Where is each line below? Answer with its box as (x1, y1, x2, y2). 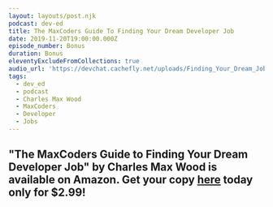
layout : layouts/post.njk (8, 11, 96, 20)
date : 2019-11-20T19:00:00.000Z (8, 34, 118, 43)
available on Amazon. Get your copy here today (8, 173, 253, 187)
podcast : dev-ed (8, 19, 63, 28)
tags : (8, 72, 27, 80)
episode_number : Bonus (8, 42, 85, 50)
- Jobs (15, 118, 38, 126)
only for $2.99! (8, 186, 86, 200)
